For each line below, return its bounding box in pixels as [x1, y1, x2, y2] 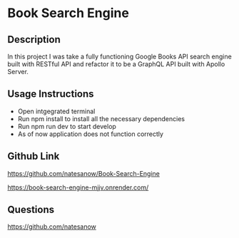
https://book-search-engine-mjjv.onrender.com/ [7, 183, 149, 192]
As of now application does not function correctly [17, 130, 164, 138]
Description [7, 33, 61, 46]
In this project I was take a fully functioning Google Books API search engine [7, 52, 232, 61]
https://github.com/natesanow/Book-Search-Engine [7, 169, 161, 177]
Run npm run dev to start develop [17, 122, 116, 130]
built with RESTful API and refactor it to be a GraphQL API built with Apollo [7, 60, 225, 68]
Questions [7, 204, 55, 216]
